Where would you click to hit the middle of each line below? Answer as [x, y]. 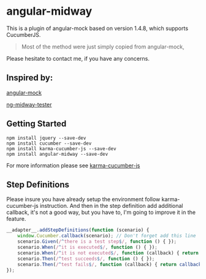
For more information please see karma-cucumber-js [73, 165]
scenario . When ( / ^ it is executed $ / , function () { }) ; [87, 247]
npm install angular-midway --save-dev [57, 154]
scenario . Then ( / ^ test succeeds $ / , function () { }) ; [86, 259]
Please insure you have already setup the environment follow [83, 199]
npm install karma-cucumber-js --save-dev [61, 148]
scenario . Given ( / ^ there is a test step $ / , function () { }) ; [97, 242]
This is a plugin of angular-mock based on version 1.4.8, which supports [97, 28]
